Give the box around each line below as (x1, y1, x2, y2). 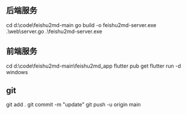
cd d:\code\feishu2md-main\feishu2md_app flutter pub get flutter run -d (6, 62, 181, 69)
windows (6, 68, 28, 75)
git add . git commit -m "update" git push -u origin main (6, 101, 141, 108)
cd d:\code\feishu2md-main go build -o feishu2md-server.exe (6, 21, 157, 28)
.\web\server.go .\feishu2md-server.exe (6, 28, 103, 35)
